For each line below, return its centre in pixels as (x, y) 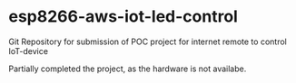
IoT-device (29, 51)
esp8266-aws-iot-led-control (123, 17)
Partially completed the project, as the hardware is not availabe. (128, 69)
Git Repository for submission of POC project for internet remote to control (148, 41)
